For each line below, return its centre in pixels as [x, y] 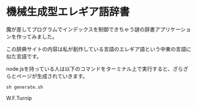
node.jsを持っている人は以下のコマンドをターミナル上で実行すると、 [89, 68]
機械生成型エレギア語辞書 [68, 12]
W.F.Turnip [19, 98]
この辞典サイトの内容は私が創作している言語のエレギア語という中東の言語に [99, 49]
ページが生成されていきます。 [52, 76]
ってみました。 [39, 36]
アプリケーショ [173, 29]
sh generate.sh [25, 87]
